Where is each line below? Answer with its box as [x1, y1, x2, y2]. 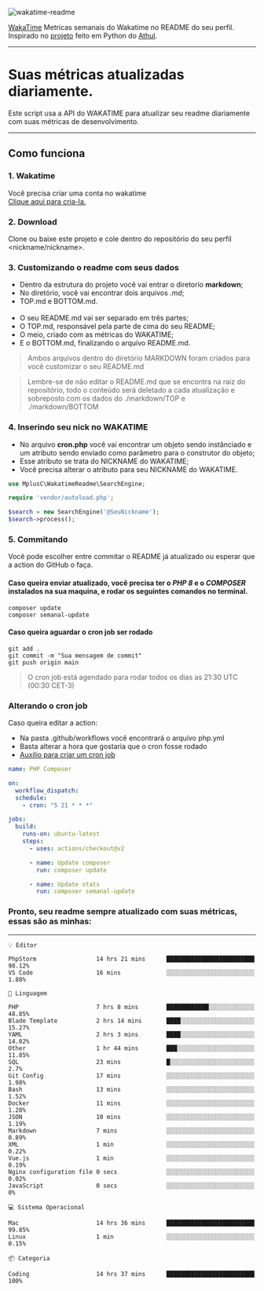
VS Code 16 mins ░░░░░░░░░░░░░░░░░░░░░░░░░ [8, 968, 255, 977]
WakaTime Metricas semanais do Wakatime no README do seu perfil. [8, 23, 234, 31]
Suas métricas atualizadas [8, 66, 185, 84]
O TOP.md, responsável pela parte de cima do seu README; [19, 322, 215, 331]
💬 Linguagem [8, 989, 47, 997]
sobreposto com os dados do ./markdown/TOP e [27, 393, 186, 404]
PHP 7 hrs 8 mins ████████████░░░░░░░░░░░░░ [8, 1003, 255, 1011]
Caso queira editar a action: [8, 719, 98, 728]
